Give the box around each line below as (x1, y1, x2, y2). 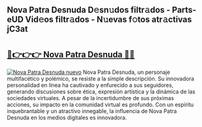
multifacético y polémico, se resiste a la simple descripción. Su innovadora (7, 75, 194, 82)
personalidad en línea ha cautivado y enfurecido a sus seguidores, (7, 82, 174, 89)
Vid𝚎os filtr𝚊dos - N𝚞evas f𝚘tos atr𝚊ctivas (25, 15, 192, 25)
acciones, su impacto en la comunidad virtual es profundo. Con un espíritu (7, 101, 194, 108)
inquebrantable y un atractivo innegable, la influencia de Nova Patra (7, 107, 177, 115)
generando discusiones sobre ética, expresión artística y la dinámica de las (7, 88, 195, 95)
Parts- (172, 5, 197, 15)
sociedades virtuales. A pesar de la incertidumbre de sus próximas (7, 95, 174, 101)
